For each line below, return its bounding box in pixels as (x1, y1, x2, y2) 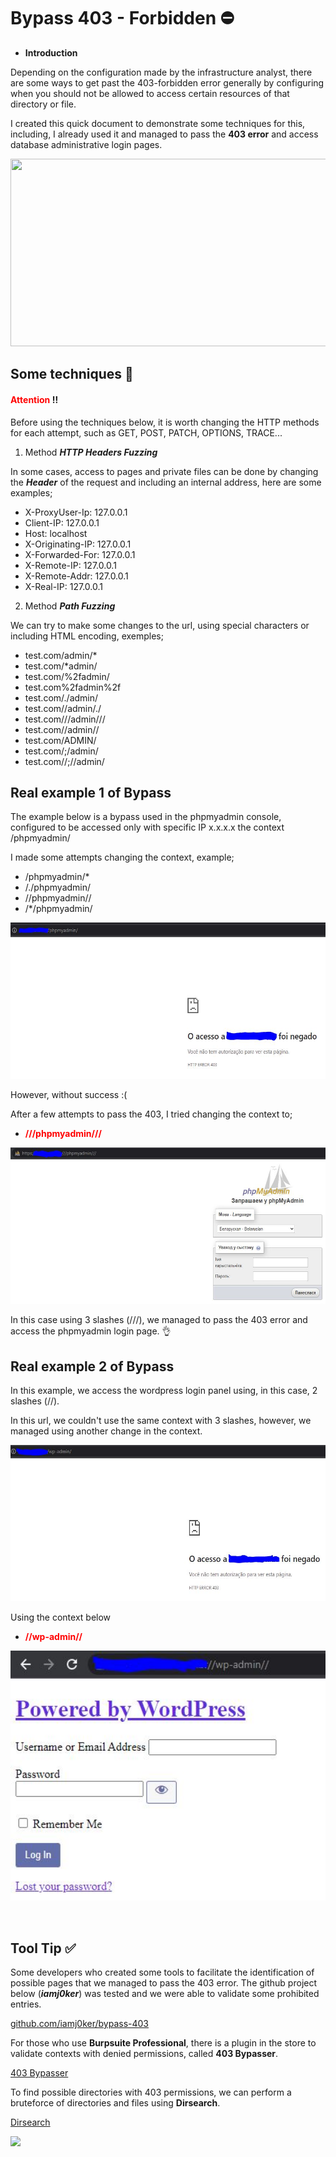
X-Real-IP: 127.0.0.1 (24, 580, 104, 592)
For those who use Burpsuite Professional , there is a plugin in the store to (10, 2036, 317, 2049)
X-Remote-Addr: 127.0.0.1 (24, 570, 129, 582)
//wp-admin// (24, 1631, 83, 1643)
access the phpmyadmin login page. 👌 (10, 1325, 172, 1337)
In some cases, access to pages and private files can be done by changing (10, 465, 319, 477)
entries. (10, 1998, 42, 2010)
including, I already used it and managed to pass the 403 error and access (10, 128, 319, 140)
